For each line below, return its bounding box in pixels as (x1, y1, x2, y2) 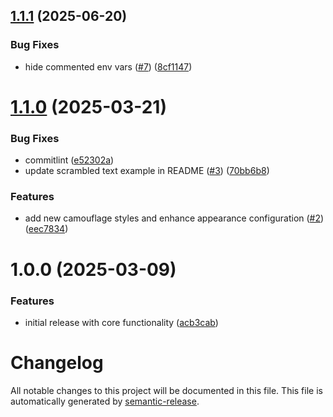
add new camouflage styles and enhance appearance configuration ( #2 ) (24, 212, 325, 224)
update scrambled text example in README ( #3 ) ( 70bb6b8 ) (24, 165, 270, 177)
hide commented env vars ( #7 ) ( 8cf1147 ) (24, 60, 193, 73)
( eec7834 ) (24, 223, 69, 235)
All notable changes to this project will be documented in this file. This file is (10, 384, 323, 396)
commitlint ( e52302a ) (24, 154, 115, 166)
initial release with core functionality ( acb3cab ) (24, 316, 219, 328)
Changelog (10, 352, 104, 374)
